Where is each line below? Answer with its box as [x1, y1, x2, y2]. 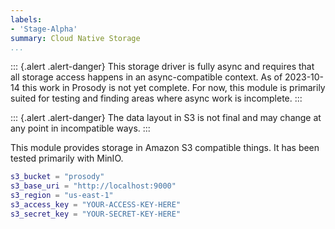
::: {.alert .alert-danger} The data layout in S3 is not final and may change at [10, 112, 322, 124]
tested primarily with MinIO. [10, 152, 124, 165]
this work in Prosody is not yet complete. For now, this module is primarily [21, 82, 326, 94]
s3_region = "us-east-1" [10, 191, 114, 201]
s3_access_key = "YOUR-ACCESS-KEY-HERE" [10, 200, 182, 210]
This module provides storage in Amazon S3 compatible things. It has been [10, 142, 320, 154]
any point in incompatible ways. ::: [10, 122, 151, 135]
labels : [10, 14, 43, 25]
